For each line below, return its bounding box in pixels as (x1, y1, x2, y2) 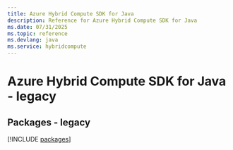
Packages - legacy (7, 116, 90, 128)
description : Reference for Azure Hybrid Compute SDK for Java (7, 17, 198, 24)
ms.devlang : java (7, 37, 59, 44)
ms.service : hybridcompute (7, 43, 87, 50)
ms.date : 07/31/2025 (7, 23, 68, 30)
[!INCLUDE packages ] (7, 135, 71, 143)
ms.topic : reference (7, 30, 68, 37)
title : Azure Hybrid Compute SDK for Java (7, 10, 134, 18)
